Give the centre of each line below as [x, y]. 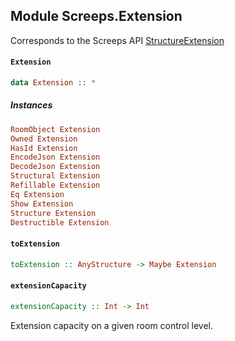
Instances [31, 105]
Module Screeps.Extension [96, 16]
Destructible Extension [60, 222]
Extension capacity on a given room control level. [112, 325]
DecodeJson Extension [55, 167]
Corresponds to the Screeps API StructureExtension [117, 40]
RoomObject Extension [55, 129]
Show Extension [42, 204]
